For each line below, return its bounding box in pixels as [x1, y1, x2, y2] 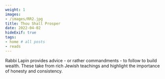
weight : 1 [5, 7, 26, 12]
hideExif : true [5, 30, 37, 35]
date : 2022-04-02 [5, 26, 41, 31]
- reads [5, 44, 21, 49]
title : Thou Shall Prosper [5, 21, 61, 26]
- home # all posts [5, 39, 45, 44]
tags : [5, 35, 16, 40]
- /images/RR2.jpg [5, 16, 43, 21]
